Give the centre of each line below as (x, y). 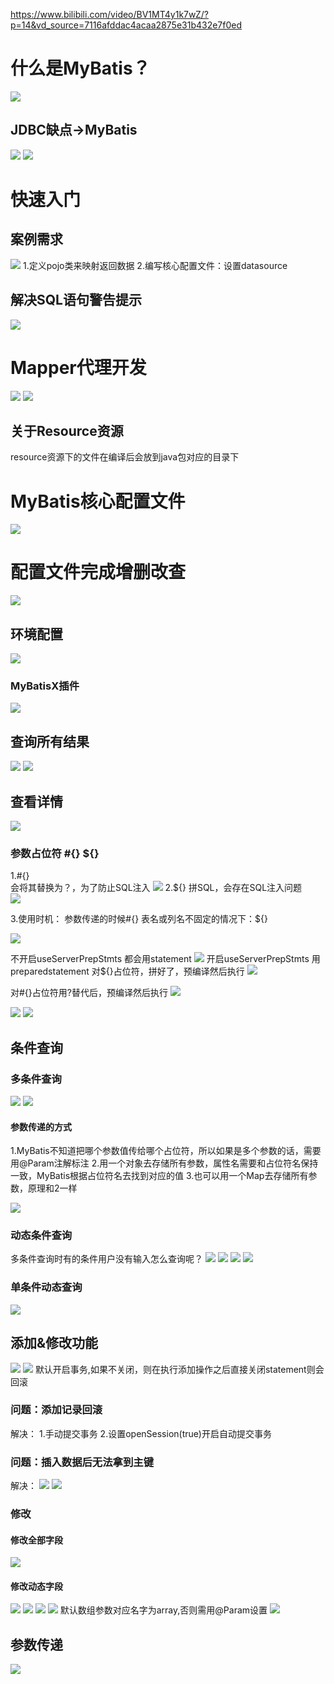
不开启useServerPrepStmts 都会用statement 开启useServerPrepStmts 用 (165, 959)
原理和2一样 (52, 1188)
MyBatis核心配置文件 (98, 501)
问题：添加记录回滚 (56, 1410)
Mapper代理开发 (78, 367)
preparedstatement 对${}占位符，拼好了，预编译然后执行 (127, 971)
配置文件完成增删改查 (98, 572)
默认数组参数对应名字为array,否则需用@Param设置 (163, 1610)
